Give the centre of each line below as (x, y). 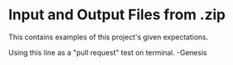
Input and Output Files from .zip (117, 15)
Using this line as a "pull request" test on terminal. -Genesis (108, 52)
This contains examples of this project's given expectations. (108, 37)
